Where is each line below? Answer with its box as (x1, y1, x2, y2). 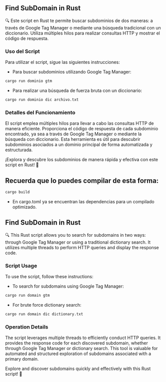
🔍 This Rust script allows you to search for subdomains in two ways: (5, 232, 146, 238)
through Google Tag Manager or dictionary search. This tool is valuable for (5, 346, 158, 351)
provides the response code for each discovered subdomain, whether (5, 340, 148, 346)
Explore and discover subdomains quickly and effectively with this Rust (5, 366, 151, 372)
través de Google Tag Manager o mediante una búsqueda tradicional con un (5, 24, 162, 30)
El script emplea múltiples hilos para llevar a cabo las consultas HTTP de (5, 120, 154, 126)
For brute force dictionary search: (12, 302, 82, 308)
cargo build (5, 189, 30, 194)
